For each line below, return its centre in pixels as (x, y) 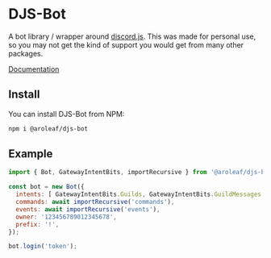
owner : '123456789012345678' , (66, 217)
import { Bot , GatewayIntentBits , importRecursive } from (108, 173)
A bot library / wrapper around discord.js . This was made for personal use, (132, 36)
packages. (26, 53)
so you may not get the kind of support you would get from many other (126, 44)
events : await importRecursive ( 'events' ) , (88, 209)
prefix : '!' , (38, 224)
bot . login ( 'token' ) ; (43, 247)
